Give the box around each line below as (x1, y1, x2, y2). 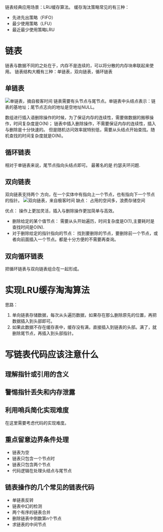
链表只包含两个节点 (12, 461, 51, 467)
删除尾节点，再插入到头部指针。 (12, 330, 76, 337)
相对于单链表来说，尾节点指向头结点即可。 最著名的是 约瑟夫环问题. (5, 162, 141, 168)
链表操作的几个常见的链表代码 (5, 483, 95, 492)
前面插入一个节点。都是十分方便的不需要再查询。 (20, 236, 119, 242)
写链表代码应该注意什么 (5, 349, 99, 360)
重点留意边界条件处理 (5, 436, 69, 444)
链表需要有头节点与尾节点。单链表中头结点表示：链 (53, 98, 156, 104)
